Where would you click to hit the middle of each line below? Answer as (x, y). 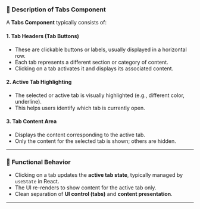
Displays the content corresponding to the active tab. (80, 135)
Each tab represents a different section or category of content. (91, 62)
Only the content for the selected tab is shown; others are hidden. (96, 141)
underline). (28, 101)
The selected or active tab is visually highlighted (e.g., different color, (99, 95)
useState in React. (37, 182)
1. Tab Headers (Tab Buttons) (43, 36)
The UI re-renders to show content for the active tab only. (85, 188)
